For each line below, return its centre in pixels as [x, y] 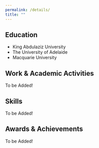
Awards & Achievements [44, 129]
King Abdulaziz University [39, 47]
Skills [14, 101]
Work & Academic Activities [49, 73]
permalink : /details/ [28, 10]
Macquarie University [34, 58]
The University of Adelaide [40, 52]
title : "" [15, 15]
